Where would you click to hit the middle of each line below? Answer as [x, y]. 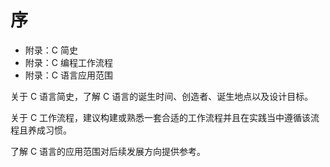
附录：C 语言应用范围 [68, 75]
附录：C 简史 [51, 50]
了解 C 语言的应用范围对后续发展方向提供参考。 [108, 151]
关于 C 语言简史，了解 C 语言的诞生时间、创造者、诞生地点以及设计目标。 [162, 96]
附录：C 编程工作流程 [68, 62]
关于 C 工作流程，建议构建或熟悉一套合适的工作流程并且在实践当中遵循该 [161, 117]
